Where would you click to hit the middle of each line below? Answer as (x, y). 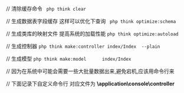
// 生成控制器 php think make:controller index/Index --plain (83, 46)
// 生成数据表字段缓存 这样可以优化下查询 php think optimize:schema (91, 21)
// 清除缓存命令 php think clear (46, 9)
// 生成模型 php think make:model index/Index (69, 59)
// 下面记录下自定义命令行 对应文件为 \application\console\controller (91, 84)
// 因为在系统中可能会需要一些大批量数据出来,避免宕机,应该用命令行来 (91, 71)
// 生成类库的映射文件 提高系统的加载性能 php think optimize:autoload (92, 34)
